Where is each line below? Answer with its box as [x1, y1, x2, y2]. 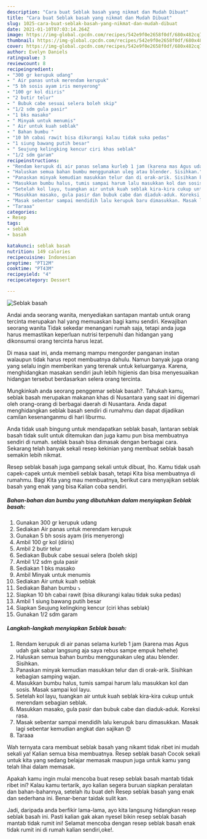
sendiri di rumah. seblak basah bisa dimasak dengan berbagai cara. [7, 438, 178, 445]
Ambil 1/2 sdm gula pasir [15, 558, 79, 565]
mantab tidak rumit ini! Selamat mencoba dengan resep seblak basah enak [7, 819, 196, 827]
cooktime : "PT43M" [7, 265, 54, 272]
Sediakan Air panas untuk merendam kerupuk [15, 525, 132, 533]
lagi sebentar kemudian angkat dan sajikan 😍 [15, 725, 131, 732]
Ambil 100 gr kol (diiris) [15, 538, 74, 545]
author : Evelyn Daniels [7, 49, 68, 55]
